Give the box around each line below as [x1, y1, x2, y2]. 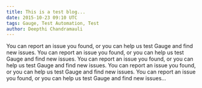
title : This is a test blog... [6, 8, 86, 15]
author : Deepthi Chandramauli [6, 25, 83, 32]
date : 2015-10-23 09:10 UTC [6, 15, 78, 21]
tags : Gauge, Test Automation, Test [6, 20, 99, 26]
